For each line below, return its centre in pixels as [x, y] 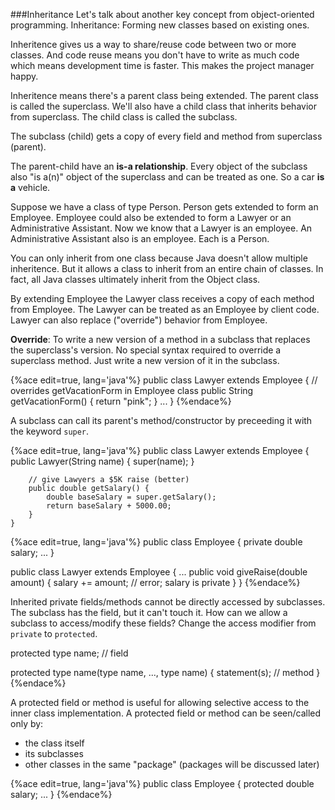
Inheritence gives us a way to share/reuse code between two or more [153, 44]
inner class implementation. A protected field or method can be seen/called [166, 713]
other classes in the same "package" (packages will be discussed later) [172, 764]
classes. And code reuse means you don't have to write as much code [155, 55]
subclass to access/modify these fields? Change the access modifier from [163, 623]
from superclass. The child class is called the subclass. [124, 117]
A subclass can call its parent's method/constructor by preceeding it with [161, 420]
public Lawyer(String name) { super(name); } [102, 461]
